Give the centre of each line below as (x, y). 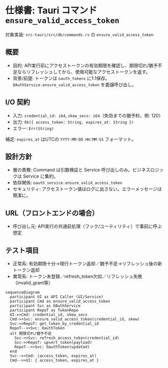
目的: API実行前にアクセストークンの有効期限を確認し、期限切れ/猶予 (85, 65)
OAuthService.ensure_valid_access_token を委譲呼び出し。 (74, 84)
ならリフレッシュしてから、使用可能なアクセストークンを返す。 (84, 71)
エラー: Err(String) (33, 128)
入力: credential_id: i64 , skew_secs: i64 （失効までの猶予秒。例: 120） (88, 115)
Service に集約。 (40, 176)
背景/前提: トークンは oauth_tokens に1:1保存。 (61, 78)
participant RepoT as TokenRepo (44, 310)
